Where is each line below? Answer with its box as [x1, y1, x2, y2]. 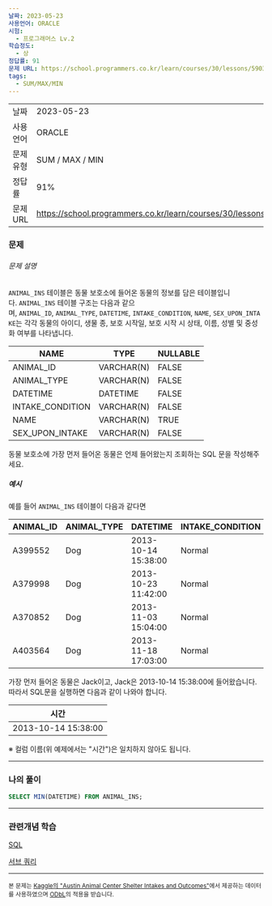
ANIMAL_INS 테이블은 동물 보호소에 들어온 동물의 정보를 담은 [8, 287, 196, 297]
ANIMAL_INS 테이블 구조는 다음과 [19, 297, 121, 308]
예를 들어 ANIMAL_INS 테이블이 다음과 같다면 [8, 501, 147, 511]
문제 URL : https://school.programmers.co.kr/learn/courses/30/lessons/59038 [8, 65, 270, 73]
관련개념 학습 [8, 821, 57, 832]
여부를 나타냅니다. [16, 328, 74, 338]
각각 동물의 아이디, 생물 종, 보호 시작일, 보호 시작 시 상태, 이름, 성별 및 [23, 317, 244, 328]
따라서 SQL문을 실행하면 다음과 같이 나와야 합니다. [8, 687, 168, 696]
